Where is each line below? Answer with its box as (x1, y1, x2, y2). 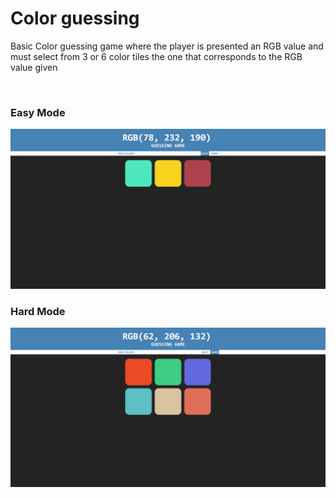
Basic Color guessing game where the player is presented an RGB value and (10, 40, 324, 52)
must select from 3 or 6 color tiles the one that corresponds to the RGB (10, 50, 303, 62)
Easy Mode (10, 105, 66, 119)
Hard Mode (10, 304, 66, 318)
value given (10, 61, 58, 73)
